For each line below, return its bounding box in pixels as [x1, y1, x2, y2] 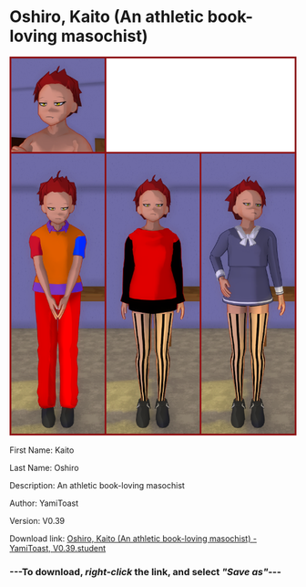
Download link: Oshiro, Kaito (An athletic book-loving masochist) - [9, 533, 258, 544]
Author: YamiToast [9, 498, 79, 508]
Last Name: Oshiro [9, 463, 79, 474]
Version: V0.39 [9, 516, 66, 527]
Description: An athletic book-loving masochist [9, 480, 185, 491]
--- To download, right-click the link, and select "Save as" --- [9, 566, 282, 579]
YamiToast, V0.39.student [9, 543, 107, 554]
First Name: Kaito [9, 445, 75, 456]
